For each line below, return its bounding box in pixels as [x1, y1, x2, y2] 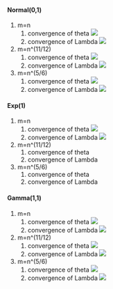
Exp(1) [7, 101, 26, 109]
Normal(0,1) [7, 6, 42, 14]
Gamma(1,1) [7, 194, 42, 202]
